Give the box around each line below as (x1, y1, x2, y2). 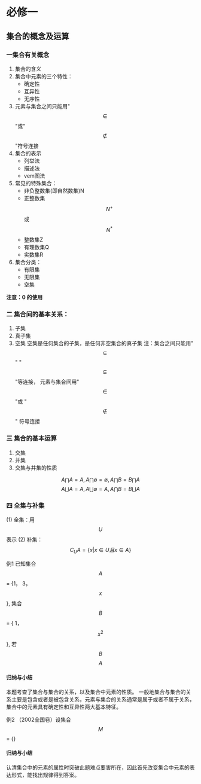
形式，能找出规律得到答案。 (11, 771, 80, 778)
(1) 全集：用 (6, 516, 35, 523)
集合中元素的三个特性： (14, 72, 73, 80)
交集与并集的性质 (14, 464, 57, 471)
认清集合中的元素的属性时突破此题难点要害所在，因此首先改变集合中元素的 (6, 764, 190, 771)
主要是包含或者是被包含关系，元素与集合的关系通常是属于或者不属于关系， (11, 695, 195, 703)
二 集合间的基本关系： (6, 310, 69, 319)
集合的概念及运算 (6, 31, 69, 41)
